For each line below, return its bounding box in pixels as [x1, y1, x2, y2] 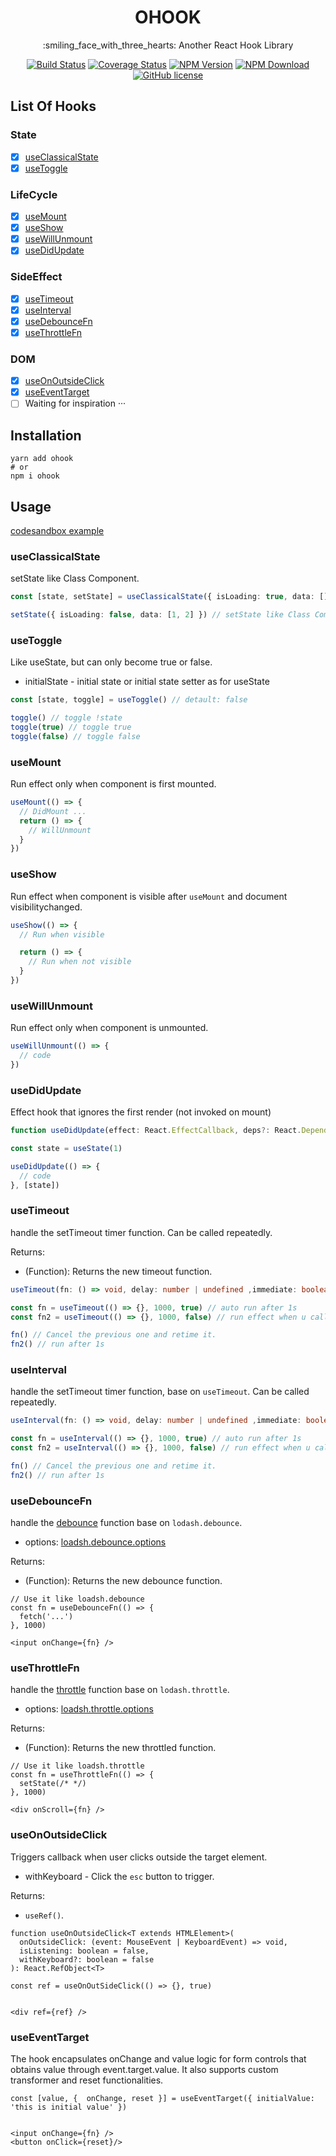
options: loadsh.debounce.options [24, 1536, 167, 1548]
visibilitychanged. [10, 901, 83, 913]
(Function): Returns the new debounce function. [24, 1575, 223, 1587]
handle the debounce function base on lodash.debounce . [10, 1517, 243, 1529]
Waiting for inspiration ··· [24, 397, 127, 410]
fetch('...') [19, 1612, 74, 1622]
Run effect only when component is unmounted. [10, 1022, 209, 1034]
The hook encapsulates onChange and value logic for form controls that [10, 2053, 307, 2065]
